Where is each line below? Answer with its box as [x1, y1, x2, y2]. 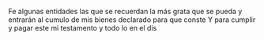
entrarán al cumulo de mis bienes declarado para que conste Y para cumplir [8, 15, 256, 24]
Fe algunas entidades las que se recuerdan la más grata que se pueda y [8, 7, 243, 16]
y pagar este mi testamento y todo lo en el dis [8, 24, 157, 32]
